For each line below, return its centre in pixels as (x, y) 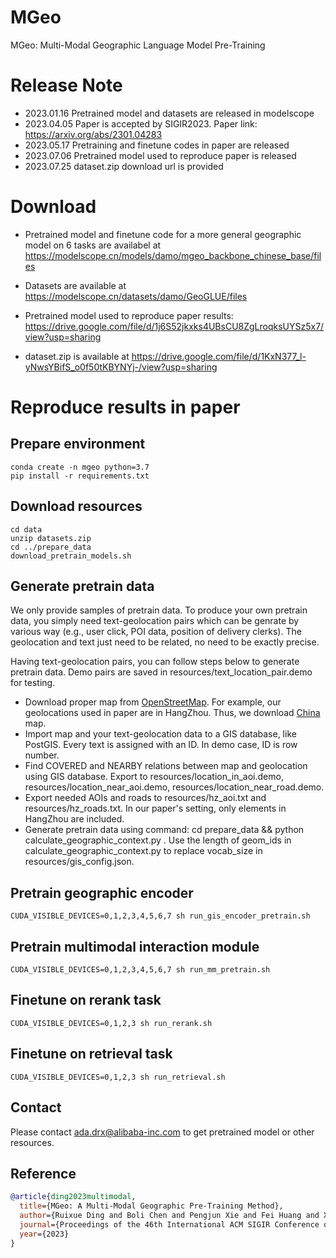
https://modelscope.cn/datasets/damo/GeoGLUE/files (136, 296)
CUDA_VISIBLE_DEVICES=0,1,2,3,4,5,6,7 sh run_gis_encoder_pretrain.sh (160, 916)
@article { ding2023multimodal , (73, 1197)
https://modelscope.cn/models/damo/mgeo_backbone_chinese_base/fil (173, 255)
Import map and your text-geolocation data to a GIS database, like (160, 734)
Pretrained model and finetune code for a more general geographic (163, 234)
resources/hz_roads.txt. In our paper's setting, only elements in (155, 808)
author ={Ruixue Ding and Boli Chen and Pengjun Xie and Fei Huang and (169, 1216)
